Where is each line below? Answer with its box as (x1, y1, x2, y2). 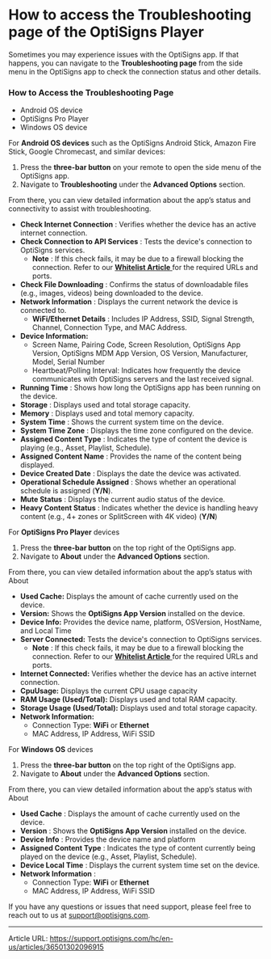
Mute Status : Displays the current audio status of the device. (19, 495, 226, 505)
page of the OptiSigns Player (8, 23, 204, 41)
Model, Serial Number (31, 357, 105, 367)
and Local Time (19, 626, 72, 636)
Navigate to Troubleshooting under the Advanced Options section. (19, 180, 246, 189)
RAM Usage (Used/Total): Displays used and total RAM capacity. (19, 695, 238, 704)
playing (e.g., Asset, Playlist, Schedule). (19, 443, 152, 453)
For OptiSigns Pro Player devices (8, 527, 120, 537)
